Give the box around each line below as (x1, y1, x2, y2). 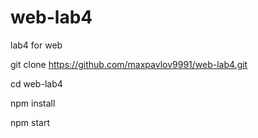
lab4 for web (10, 39, 63, 51)
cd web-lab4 (10, 77, 63, 90)
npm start (10, 116, 51, 128)
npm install (10, 97, 56, 109)
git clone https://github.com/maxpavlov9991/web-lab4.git (10, 58, 248, 70)
